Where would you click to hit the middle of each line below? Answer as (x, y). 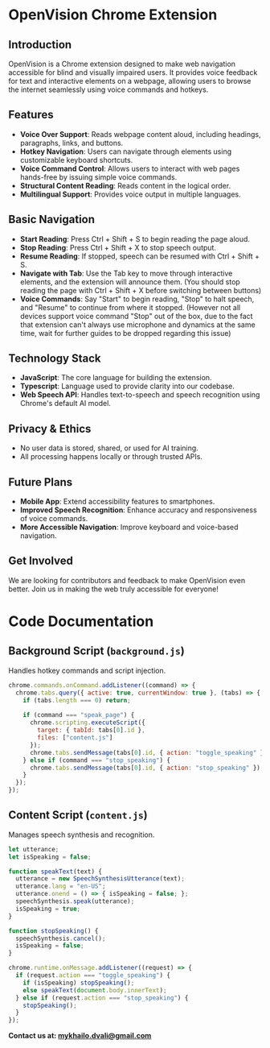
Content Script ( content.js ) (78, 815)
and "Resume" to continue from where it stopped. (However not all (130, 307)
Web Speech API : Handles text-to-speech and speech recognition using (140, 395)
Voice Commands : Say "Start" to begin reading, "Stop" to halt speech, (137, 299)
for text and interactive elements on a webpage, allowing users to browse (130, 81)
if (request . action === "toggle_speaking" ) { (93, 976)
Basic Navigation (51, 220)
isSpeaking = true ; (48, 909)
